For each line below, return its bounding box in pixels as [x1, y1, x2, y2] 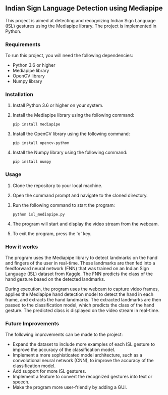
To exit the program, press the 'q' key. [12, 230, 92, 237]
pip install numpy [12, 159, 51, 164]
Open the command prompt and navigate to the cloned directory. [12, 192, 148, 198]
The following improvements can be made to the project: [5, 331, 123, 338]
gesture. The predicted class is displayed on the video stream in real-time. [5, 308, 160, 313]
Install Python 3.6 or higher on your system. [12, 102, 103, 108]
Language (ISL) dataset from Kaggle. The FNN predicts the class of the [5, 271, 153, 277]
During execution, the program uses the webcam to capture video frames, [5, 286, 159, 292]
